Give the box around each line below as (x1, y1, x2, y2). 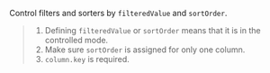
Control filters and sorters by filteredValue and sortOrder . (9, 8, 228, 18)
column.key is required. (44, 54, 130, 64)
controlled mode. (44, 35, 109, 45)
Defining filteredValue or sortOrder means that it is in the (44, 25, 261, 35)
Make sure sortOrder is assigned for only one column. (44, 44, 246, 55)
